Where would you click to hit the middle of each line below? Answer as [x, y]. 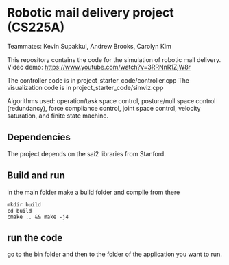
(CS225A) [36, 27]
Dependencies [39, 137]
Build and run [36, 176]
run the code [35, 238]
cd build [20, 211]
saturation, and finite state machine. [58, 116]
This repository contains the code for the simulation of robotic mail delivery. [114, 59]
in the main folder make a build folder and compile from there [94, 192]
